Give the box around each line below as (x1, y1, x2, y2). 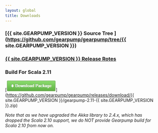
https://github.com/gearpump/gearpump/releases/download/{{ (6, 92, 134, 98)
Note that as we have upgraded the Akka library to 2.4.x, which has (5, 112, 142, 118)
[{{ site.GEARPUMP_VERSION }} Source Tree (5, 30, 113, 37)
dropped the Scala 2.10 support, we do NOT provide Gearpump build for (5, 117, 151, 123)
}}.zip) (5, 102, 18, 108)
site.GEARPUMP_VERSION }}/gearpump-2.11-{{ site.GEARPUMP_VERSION (5, 97, 154, 103)
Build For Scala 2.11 (5, 69, 52, 76)
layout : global (5, 8, 36, 13)
